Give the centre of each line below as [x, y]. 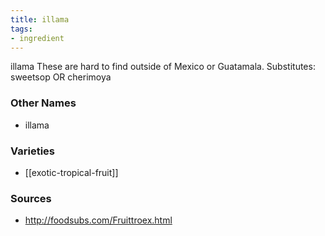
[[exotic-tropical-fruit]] [71, 172]
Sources [31, 198]
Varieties [32, 151]
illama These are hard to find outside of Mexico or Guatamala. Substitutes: [163, 67]
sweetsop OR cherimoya [61, 77]
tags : [21, 29]
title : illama [40, 19]
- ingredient [37, 38]
